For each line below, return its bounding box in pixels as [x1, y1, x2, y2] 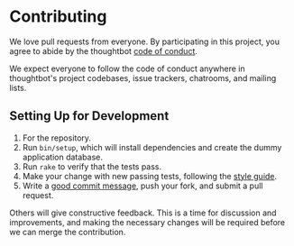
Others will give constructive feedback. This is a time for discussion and [9, 207, 277, 218]
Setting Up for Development [9, 108, 170, 123]
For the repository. [22, 132, 92, 143]
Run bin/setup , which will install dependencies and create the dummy [22, 141, 282, 152]
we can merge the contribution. [9, 226, 126, 237]
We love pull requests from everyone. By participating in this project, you [9, 36, 280, 47]
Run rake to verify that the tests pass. [22, 160, 162, 172]
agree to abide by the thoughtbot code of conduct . [9, 45, 198, 56]
